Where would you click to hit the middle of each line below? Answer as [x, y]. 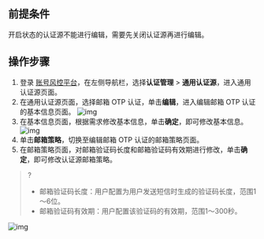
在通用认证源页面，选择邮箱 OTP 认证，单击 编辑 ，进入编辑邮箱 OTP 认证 [138, 101]
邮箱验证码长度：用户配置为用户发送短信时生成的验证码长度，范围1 [148, 191]
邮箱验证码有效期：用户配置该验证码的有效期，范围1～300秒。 [140, 211]
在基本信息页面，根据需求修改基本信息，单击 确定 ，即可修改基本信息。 [134, 121]
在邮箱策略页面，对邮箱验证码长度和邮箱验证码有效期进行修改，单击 [130, 149]
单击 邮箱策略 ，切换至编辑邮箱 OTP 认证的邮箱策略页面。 [111, 139]
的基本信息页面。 [47, 112]
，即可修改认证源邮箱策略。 [71, 159]
